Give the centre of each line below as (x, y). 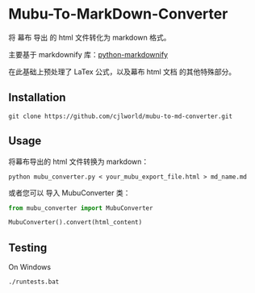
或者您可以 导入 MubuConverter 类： (69, 193)
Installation (37, 98)
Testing (28, 247)
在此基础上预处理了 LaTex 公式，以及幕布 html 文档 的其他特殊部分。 (122, 71)
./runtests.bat (34, 282)
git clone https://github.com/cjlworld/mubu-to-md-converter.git (120, 116)
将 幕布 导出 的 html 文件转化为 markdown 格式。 (90, 37)
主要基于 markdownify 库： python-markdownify (88, 54)
